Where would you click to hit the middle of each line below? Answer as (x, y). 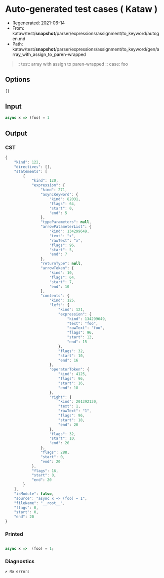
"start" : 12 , (80, 337)
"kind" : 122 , (27, 162)
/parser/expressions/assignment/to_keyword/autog (107, 33)
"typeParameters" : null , (66, 222)
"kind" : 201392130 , (78, 402)
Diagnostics (20, 562)
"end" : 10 (59, 287)
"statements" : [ (31, 171)
